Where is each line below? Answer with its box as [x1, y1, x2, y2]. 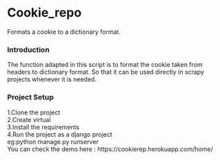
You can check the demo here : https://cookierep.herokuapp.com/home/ [7, 145, 214, 153]
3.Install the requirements [7, 123, 80, 131]
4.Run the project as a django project [7, 130, 112, 139]
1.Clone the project [7, 108, 61, 117]
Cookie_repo [7, 5, 82, 21]
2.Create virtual [7, 115, 51, 123]
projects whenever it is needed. [7, 75, 97, 83]
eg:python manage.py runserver [7, 137, 99, 146]
